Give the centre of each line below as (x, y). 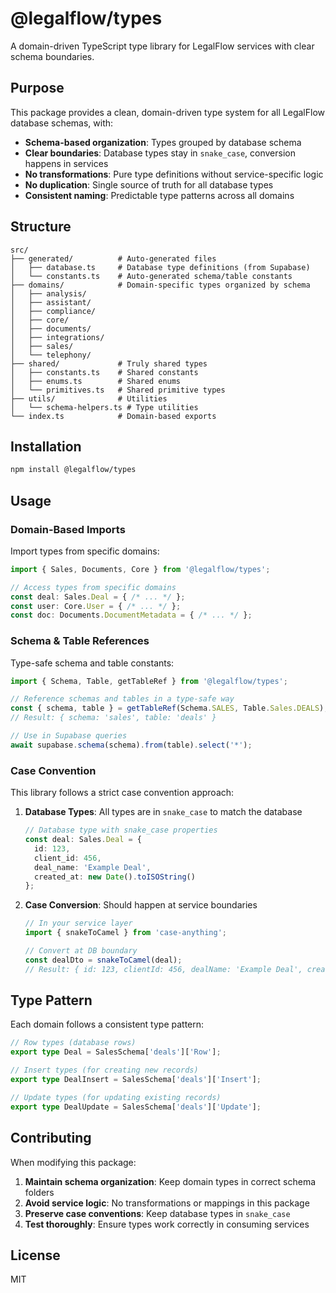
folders (39, 1192)
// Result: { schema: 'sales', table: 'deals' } (113, 718)
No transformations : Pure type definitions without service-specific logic (174, 174)
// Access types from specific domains (93, 587)
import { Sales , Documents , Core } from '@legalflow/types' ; (140, 569)
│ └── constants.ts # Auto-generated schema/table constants (151, 276)
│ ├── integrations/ (57, 337)
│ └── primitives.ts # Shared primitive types (118, 390)
